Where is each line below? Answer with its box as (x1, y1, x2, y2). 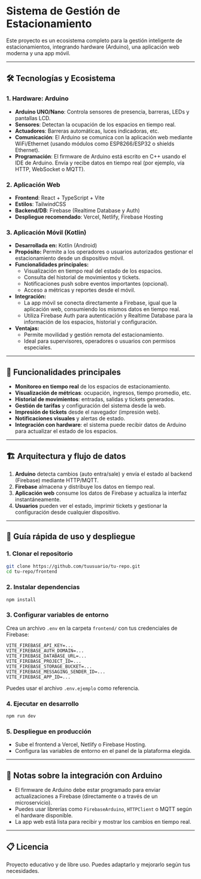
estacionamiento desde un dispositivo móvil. (14, 255, 124, 262)
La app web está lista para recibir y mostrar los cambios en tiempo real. (14, 818, 191, 826)
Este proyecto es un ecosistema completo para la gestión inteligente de (6, 37, 182, 44)
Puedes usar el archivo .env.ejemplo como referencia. (6, 684, 139, 692)
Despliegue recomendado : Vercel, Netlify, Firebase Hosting (14, 213, 163, 220)
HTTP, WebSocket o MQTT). (14, 165, 86, 172)
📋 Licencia (6, 842, 49, 852)
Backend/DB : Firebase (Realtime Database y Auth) (14, 207, 141, 214)
